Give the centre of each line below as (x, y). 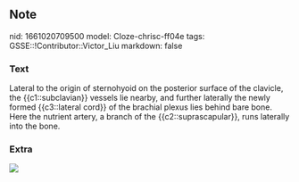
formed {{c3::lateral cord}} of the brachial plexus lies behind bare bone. (141, 107)
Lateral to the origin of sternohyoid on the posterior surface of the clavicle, (146, 88)
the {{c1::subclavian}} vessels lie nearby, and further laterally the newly (140, 98)
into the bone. (35, 126)
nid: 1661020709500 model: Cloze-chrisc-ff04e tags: (107, 36)
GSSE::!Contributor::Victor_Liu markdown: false (96, 45)
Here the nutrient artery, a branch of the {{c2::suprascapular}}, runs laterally (149, 117)
